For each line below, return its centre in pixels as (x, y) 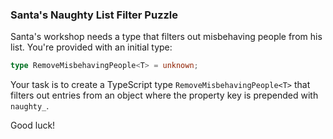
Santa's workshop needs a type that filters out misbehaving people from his (166, 37)
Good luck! (33, 125)
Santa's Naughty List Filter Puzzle (94, 15)
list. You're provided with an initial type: (91, 47)
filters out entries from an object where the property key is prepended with (164, 95)
